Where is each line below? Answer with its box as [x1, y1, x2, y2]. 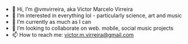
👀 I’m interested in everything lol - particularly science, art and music [11, 12, 183, 19]
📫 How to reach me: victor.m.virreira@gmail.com [11, 32, 134, 38]
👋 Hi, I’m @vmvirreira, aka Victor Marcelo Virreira [11, 6, 134, 12]
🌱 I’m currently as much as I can [11, 18, 92, 25]
